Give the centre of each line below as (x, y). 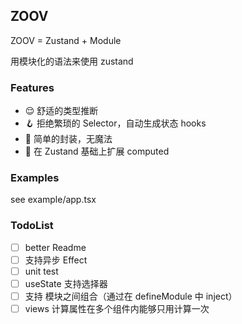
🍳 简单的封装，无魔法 (68, 139)
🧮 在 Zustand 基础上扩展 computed (97, 151)
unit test (41, 271)
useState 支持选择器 (66, 283)
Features (32, 87)
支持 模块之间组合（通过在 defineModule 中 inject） (131, 296)
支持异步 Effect (56, 260)
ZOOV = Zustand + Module (66, 40)
